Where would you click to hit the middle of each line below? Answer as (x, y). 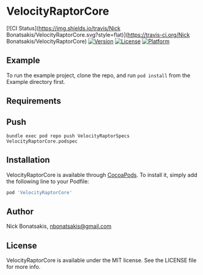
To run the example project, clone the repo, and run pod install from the (98, 75)
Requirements (34, 101)
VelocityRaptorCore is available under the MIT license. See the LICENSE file (102, 260)
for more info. (24, 267)
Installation (28, 160)
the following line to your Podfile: (48, 181)
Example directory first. (36, 81)
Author (20, 212)
